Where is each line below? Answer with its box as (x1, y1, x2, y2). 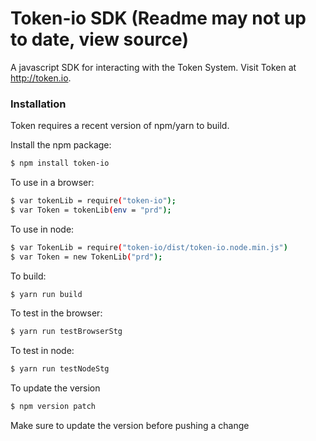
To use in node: (10, 223, 75, 235)
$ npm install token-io (10, 158, 110, 169)
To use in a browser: (10, 177, 95, 189)
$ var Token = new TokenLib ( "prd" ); (10, 252, 163, 262)
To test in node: (10, 345, 75, 357)
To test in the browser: (10, 307, 103, 319)
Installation (10, 97, 67, 111)
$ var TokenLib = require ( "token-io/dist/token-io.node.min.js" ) (10, 242, 288, 252)
